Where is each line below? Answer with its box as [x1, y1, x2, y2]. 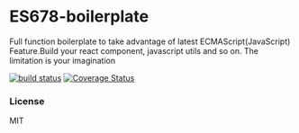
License [9, 94, 45, 107]
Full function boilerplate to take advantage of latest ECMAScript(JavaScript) [9, 36, 291, 47]
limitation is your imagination [9, 55, 115, 66]
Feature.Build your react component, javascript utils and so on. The [9, 45, 259, 56]
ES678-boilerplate [9, 6, 149, 27]
